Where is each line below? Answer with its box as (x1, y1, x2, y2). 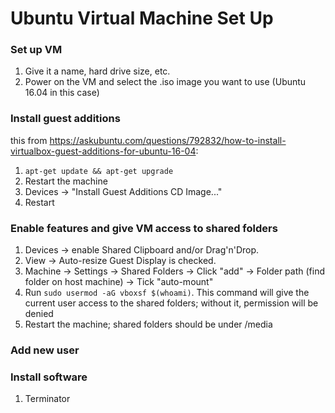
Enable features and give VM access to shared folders (10, 221, 278, 235)
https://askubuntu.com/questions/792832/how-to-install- (49, 134, 287, 146)
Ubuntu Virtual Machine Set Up (10, 7, 274, 30)
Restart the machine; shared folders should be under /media (24, 318, 273, 331)
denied (24, 308, 54, 320)
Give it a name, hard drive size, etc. (24, 65, 171, 77)
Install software (10, 370, 88, 384)
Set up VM (10, 43, 63, 57)
